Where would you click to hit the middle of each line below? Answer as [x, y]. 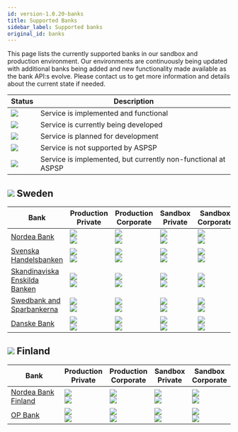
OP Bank [25, 415]
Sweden [35, 193]
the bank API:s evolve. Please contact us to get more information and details [119, 76]
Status [22, 101]
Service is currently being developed [101, 125]
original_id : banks [36, 34]
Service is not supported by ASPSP [98, 148]
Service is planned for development [100, 137]
